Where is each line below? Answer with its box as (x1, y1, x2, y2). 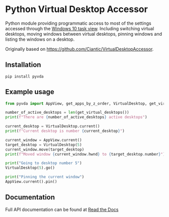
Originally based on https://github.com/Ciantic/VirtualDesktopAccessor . (5, 46, 154, 52)
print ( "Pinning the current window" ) (5, 175, 84, 180)
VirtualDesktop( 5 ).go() (5, 165, 55, 171)
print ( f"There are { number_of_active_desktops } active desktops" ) (5, 115, 147, 120)
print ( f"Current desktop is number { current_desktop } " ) (5, 128, 125, 134)
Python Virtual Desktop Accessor (5, 4, 148, 15)
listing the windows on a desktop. (5, 36, 75, 42)
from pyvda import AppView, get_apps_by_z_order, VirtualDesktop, (5, 101, 147, 106)
